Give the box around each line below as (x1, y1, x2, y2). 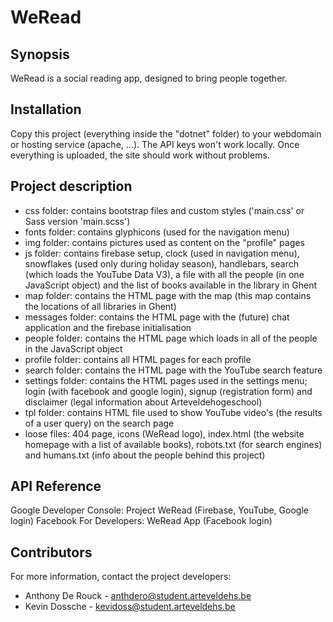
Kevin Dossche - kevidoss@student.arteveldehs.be (24, 601, 236, 613)
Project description (10, 178, 133, 195)
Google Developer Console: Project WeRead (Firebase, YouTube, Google (10, 504, 309, 516)
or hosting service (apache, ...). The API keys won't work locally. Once (10, 138, 300, 150)
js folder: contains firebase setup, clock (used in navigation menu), (24, 247, 300, 259)
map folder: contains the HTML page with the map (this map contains (24, 289, 312, 301)
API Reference (10, 478, 102, 495)
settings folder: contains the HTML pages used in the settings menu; (24, 374, 308, 386)
